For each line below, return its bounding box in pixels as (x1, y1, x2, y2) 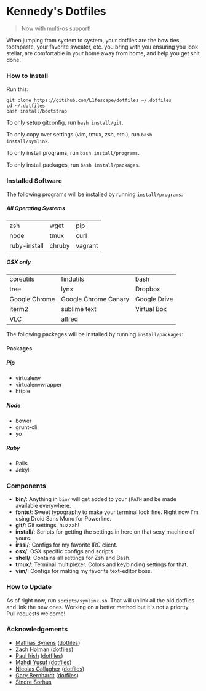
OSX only (6, 258, 31, 266)
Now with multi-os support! (21, 25, 91, 32)
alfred (61, 315, 78, 323)
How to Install (6, 71, 48, 80)
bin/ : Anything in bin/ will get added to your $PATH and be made (15, 496, 177, 503)
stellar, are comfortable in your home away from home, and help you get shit (6, 49, 200, 57)
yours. (15, 535, 32, 542)
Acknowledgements (6, 625, 68, 634)
